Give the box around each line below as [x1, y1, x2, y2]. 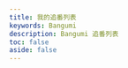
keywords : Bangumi [9, 21, 77, 30]
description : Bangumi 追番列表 [9, 29, 119, 38]
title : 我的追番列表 [9, 12, 77, 22]
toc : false [9, 37, 49, 47]
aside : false [9, 46, 57, 55]
